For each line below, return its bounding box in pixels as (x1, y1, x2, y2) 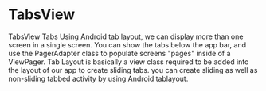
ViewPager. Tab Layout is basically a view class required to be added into (8, 57, 249, 66)
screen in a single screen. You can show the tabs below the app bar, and (8, 40, 247, 49)
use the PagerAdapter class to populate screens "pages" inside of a (8, 48, 231, 58)
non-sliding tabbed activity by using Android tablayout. (8, 74, 189, 83)
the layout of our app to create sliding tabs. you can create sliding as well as (8, 65, 258, 74)
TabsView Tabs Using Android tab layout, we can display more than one (8, 32, 244, 41)
